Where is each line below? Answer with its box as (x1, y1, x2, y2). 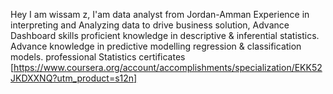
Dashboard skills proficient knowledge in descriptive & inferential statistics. (10, 30, 320, 41)
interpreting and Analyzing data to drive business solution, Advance (10, 19, 290, 31)
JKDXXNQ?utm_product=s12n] (10, 72, 138, 84)
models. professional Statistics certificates (10, 51, 186, 63)
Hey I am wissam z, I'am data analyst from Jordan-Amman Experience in (10, 9, 310, 20)
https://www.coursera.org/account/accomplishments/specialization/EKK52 (13, 62, 323, 73)
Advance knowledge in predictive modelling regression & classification (10, 40, 302, 52)
